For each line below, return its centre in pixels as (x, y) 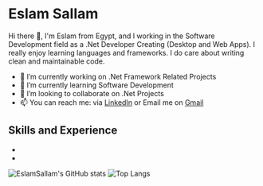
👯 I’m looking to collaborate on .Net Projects (92, 93)
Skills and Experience (63, 131)
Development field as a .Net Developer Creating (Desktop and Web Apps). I (132, 44)
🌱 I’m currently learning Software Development (96, 85)
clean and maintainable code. (57, 61)
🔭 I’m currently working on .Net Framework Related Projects (118, 76)
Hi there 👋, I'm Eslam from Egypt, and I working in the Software (112, 36)
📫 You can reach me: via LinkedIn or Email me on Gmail (112, 102)
